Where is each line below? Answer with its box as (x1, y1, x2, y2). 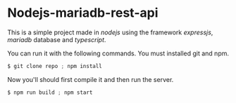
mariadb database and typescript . (7, 35, 106, 43)
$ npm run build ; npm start (7, 89, 93, 96)
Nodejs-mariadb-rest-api (7, 5, 159, 21)
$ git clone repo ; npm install (7, 62, 102, 69)
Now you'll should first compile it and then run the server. (7, 75, 174, 83)
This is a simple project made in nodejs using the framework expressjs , (7, 28, 213, 36)
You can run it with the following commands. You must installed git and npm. (7, 49, 230, 57)
